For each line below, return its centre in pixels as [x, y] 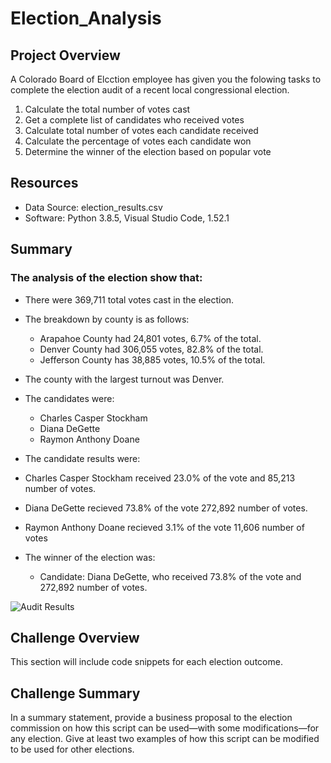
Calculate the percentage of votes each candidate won [138, 141]
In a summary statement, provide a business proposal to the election [151, 718]
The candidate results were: [82, 458]
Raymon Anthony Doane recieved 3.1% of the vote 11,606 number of [164, 527]
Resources [44, 183]
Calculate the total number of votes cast [107, 109]
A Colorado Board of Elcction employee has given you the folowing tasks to [166, 79]
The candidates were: [69, 398]
